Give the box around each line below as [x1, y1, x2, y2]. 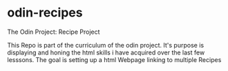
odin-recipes [7, 5, 83, 21]
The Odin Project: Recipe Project [7, 28, 100, 36]
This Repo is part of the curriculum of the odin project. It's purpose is [7, 41, 205, 49]
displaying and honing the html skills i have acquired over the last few [7, 48, 205, 57]
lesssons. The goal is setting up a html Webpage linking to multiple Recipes [7, 55, 222, 63]
